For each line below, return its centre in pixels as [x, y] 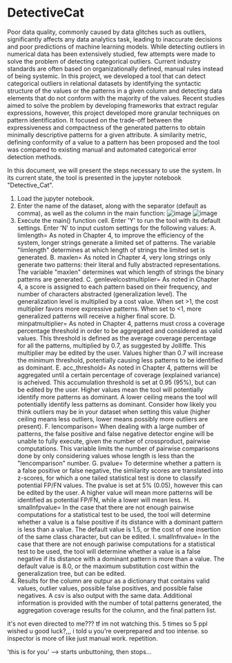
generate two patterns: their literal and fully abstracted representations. [119, 264]
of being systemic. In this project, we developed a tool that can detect [106, 76]
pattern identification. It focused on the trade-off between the [95, 120]
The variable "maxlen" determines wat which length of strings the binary [120, 272]
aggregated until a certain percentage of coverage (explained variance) [119, 374]
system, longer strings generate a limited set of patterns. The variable [116, 242]
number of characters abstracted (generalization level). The [102, 294]
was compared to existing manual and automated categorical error [102, 149]
